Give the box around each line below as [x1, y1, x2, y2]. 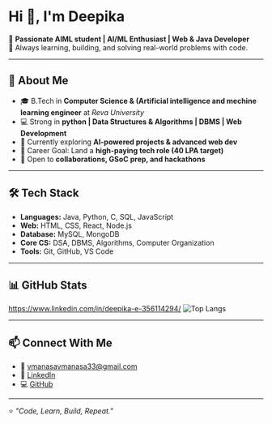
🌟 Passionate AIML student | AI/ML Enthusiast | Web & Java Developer [8, 34, 250, 44]
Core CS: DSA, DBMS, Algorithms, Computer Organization [19, 238, 215, 247]
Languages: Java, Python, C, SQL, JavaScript [19, 212, 174, 221]
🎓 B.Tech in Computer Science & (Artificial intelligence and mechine [19, 96, 257, 105]
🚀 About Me [8, 74, 69, 88]
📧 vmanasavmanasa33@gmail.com [19, 362, 138, 371]
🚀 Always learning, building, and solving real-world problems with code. [8, 42, 249, 52]
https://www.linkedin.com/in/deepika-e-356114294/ [8, 304, 181, 314]
